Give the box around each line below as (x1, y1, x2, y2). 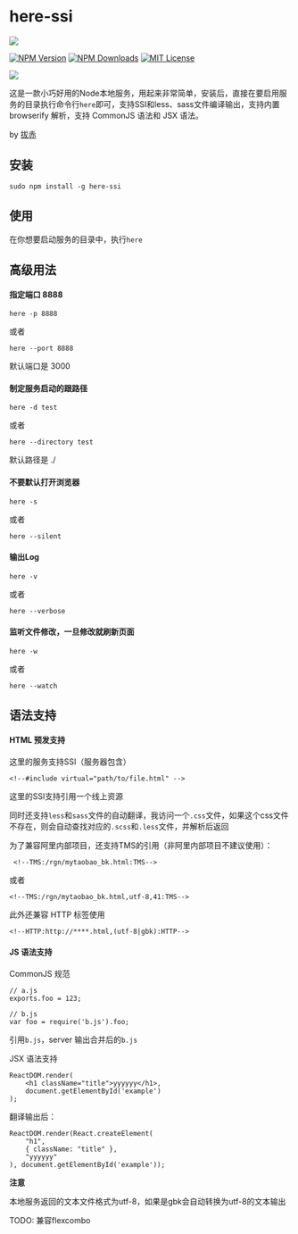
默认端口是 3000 (9, 361, 71, 371)
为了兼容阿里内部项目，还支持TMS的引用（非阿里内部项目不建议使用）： (9, 839, 273, 850)
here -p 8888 (9, 310, 58, 319)
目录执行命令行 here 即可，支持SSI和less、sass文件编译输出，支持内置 (24, 98, 280, 109)
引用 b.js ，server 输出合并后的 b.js (9, 1034, 138, 1045)
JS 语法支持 (9, 946, 53, 957)
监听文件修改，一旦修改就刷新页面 (9, 627, 135, 638)
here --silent (9, 531, 62, 541)
